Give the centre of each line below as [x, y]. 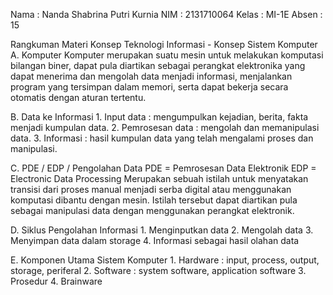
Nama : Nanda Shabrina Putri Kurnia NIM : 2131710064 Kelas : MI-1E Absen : [166, 14]
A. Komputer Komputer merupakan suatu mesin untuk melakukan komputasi [167, 55]
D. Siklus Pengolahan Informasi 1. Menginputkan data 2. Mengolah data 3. [162, 230]
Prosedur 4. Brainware [56, 281]
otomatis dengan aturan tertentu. [78, 97]
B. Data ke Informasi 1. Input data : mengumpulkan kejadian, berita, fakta [159, 117]
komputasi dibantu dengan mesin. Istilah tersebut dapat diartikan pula [154, 200]
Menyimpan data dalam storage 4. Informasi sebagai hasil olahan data [155, 240]
